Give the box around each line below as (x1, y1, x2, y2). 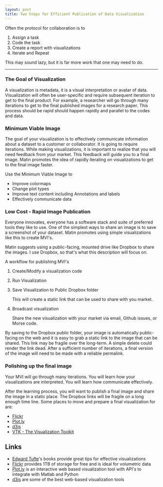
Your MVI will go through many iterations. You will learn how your (5, 374, 135, 380)
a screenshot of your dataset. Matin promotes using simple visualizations (5, 229, 151, 236)
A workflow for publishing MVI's (5, 259, 69, 265)
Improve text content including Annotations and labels (12, 191, 120, 197)
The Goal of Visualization (5, 76, 66, 83)
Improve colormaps (12, 181, 51, 187)
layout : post (5, 7, 32, 12)
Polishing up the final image (5, 363, 72, 369)
